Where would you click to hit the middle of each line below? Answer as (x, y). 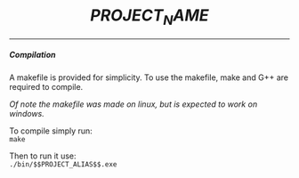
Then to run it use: (43, 156)
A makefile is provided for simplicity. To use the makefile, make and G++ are (149, 77)
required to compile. (46, 86)
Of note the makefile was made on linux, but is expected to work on (133, 104)
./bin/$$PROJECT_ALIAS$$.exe (63, 164)
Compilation (32, 55)
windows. (27, 113)
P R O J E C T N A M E (149, 17)
